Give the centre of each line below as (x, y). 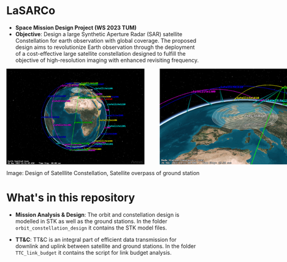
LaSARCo (31, 11)
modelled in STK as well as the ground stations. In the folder (91, 221)
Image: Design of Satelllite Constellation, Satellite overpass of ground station (103, 173)
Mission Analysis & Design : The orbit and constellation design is (97, 214)
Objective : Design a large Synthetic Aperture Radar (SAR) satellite (99, 34)
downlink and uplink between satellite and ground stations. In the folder (105, 246)
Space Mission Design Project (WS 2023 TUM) (76, 28)
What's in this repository (71, 198)
